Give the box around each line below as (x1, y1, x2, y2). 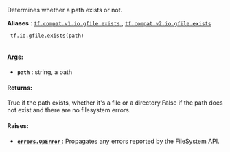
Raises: (7, 122, 29, 129)
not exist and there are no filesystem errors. (7, 106, 131, 114)
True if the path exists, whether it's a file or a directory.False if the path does (7, 99, 223, 107)
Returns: (7, 84, 33, 92)
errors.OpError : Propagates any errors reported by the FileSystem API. (16, 137, 220, 145)
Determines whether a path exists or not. (7, 6, 122, 14)
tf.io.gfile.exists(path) (10, 32, 84, 39)
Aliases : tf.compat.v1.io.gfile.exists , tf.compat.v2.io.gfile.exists (7, 19, 211, 27)
